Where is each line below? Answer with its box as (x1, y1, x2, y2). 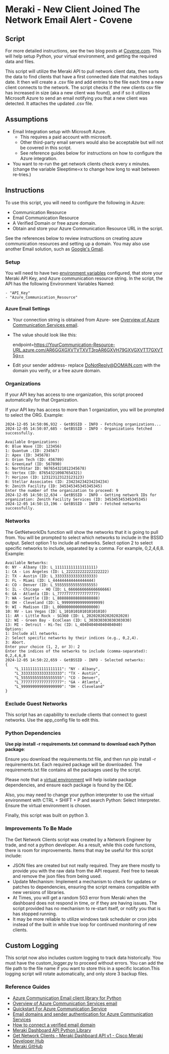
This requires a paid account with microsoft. (20, 134, 112, 140)
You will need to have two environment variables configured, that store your (5, 270, 163, 276)
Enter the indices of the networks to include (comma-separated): (5, 648, 148, 654)
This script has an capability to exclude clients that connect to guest (5, 712, 147, 718)
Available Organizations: (5, 439, 60, 445)
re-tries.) (12, 171, 31, 177)
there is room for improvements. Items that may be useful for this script (5, 847, 153, 853)
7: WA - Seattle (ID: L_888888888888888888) (5, 595, 100, 600)
